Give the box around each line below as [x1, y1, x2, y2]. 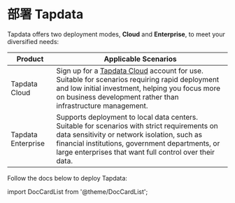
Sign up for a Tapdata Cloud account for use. [56, 66, 204, 76]
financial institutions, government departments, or [56, 138, 220, 148]
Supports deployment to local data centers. [56, 112, 198, 122]
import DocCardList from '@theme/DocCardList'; [7, 187, 148, 196]
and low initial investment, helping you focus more [56, 83, 221, 93]
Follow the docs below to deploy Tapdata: [7, 174, 128, 182]
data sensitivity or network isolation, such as [56, 129, 203, 139]
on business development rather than [56, 92, 179, 101]
